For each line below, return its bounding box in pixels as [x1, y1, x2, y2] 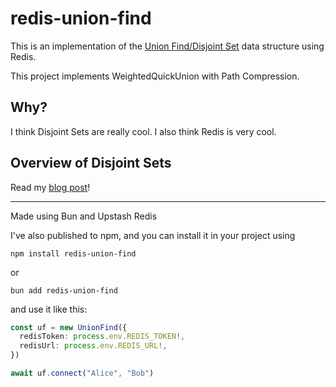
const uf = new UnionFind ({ [10, 322, 128, 332]
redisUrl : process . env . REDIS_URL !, [19, 341, 168, 351]
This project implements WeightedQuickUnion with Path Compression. [10, 70, 300, 82]
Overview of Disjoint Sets [10, 155, 172, 172]
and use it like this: [10, 303, 88, 315]
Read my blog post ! [10, 181, 91, 193]
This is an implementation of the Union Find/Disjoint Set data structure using [10, 40, 325, 52]
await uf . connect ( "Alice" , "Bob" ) [10, 368, 155, 379]
